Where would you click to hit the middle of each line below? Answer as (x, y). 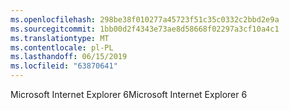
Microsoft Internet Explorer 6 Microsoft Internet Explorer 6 (129, 94)
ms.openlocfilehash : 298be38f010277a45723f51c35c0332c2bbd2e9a (145, 19)
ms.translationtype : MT (60, 38)
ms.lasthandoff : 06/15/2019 (69, 57)
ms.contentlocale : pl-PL (62, 47)
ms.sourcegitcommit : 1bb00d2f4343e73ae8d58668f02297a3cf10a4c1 (145, 29)
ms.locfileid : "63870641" (64, 66)
